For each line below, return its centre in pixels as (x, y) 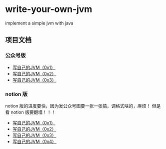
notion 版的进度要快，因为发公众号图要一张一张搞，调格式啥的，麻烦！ (78, 105)
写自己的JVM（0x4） (34, 141)
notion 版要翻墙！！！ (33, 112)
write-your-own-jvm (49, 9)
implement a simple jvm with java (39, 23)
